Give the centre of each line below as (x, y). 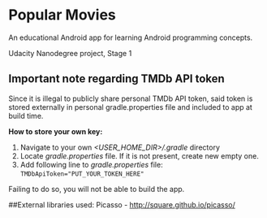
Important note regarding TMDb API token (116, 79)
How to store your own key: (56, 131)
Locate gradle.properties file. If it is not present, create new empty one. (140, 155)
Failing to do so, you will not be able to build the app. (97, 189)
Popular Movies (62, 15)
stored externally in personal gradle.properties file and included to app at (131, 107)
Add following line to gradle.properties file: (92, 164)
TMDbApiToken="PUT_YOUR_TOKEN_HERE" (82, 174)
